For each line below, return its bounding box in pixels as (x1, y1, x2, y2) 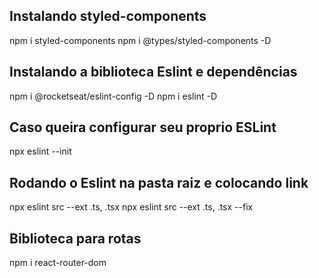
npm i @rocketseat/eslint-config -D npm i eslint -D (9, 90, 218, 102)
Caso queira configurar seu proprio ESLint (9, 119, 277, 136)
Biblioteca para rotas (9, 230, 142, 247)
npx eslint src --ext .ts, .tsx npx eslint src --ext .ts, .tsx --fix (9, 201, 254, 213)
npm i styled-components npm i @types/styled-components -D (9, 34, 272, 46)
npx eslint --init (9, 145, 72, 158)
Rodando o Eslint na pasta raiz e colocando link (9, 174, 309, 191)
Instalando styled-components (9, 8, 207, 25)
